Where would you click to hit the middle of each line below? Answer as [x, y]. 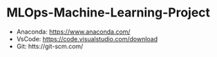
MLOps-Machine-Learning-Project [108, 13]
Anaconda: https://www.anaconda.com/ [73, 32]
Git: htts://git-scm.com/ [50, 46]
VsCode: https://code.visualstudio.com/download [87, 38]
